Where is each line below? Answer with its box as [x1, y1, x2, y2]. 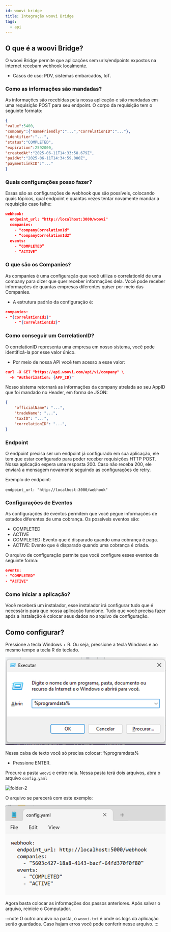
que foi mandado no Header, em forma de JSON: [5, 390, 108, 396]
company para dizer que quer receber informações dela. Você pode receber [5, 278, 165, 284]
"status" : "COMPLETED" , [5, 140, 53, 145]
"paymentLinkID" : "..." [5, 161, 53, 167]
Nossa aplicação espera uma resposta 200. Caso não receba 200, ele [5, 461, 152, 467]
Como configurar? [5, 628, 65, 637]
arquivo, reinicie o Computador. [5, 906, 71, 912]
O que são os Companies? [5, 261, 71, 268]
